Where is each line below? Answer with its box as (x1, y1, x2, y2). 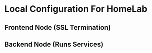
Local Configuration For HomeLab (4, 3, 148, 15)
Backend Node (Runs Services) (4, 40, 104, 48)
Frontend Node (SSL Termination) (4, 23, 111, 32)
